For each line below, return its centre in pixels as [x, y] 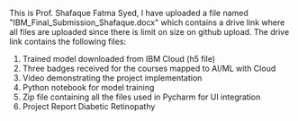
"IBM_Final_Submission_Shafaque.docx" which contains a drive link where [147, 22]
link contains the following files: [68, 41]
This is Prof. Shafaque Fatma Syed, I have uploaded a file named [129, 13]
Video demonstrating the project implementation [112, 78]
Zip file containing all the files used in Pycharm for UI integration [141, 97]
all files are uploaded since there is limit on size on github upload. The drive [149, 32]
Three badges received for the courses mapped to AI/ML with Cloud [149, 68]
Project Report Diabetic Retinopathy [89, 106]
